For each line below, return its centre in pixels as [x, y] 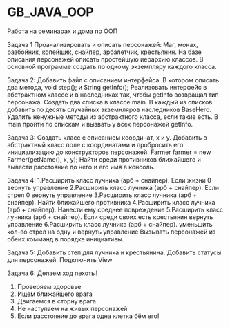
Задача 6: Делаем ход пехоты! [52, 273]
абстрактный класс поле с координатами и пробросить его [95, 144]
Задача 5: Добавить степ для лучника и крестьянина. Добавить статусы [114, 252]
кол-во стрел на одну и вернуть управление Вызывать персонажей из [112, 232]
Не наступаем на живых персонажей [72, 308]
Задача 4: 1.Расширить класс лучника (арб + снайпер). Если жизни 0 [109, 180]
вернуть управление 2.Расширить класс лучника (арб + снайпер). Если [113, 187]
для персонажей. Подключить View [60, 259]
